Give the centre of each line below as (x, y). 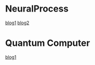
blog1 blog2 (17, 23)
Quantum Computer (48, 43)
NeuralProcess (37, 9)
